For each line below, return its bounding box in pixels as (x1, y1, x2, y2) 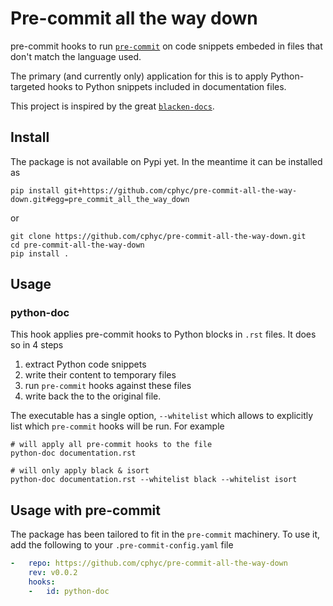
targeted (10, 80, 46, 92)
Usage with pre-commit (10, 502, 161, 519)
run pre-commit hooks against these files (24, 380, 192, 392)
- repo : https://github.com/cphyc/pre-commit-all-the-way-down (10, 558, 288, 569)
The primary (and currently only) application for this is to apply (10, 70, 269, 82)
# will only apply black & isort (10, 466, 150, 476)
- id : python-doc (28, 586, 110, 596)
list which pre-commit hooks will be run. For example (10, 420, 225, 432)
